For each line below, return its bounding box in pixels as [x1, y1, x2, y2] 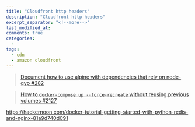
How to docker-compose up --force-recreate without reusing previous [20, 91, 189, 98]
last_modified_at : [6, 24, 51, 31]
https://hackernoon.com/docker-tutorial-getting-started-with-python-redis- [6, 108, 189, 115]
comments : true [6, 30, 43, 36]
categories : [6, 36, 35, 41]
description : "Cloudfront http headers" [6, 14, 106, 20]
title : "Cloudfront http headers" [6, 8, 90, 15]
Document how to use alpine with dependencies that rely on [20, 73, 165, 80]
